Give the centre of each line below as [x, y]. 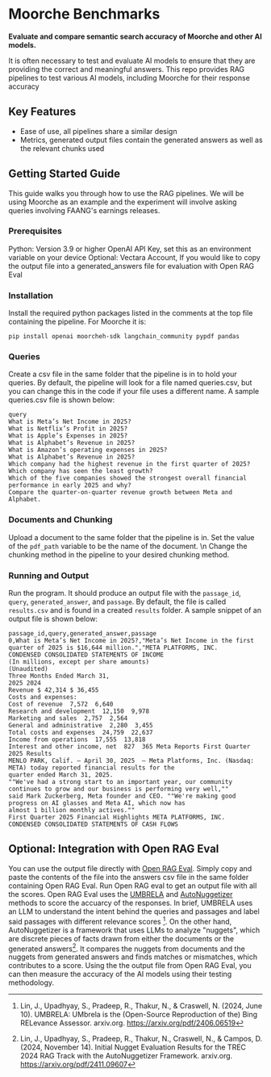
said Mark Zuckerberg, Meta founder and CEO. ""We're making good [122, 796]
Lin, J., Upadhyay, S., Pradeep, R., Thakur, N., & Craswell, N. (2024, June [141, 1006]
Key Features [42, 112]
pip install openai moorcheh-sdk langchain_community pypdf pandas [124, 337]
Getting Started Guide [65, 174]
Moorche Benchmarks [84, 14]
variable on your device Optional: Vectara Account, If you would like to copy [134, 257]
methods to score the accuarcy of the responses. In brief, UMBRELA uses [131, 903]
